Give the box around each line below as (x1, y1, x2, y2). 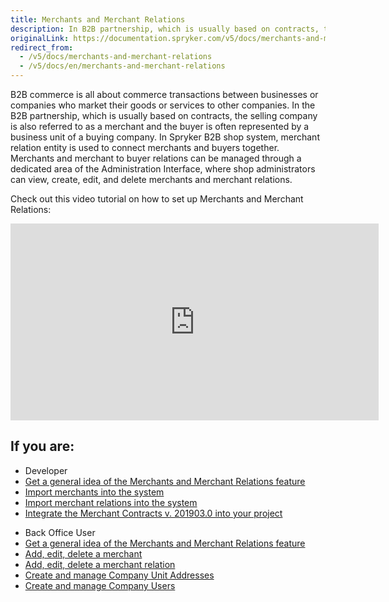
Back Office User (24, 526, 96, 538)
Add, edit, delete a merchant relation (24, 558, 176, 570)
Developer (24, 464, 68, 476)
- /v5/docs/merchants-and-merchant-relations (19, 52, 213, 62)
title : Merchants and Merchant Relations (10, 14, 186, 25)
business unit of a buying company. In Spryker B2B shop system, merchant (10, 131, 320, 143)
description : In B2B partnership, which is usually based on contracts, (10, 24, 320, 34)
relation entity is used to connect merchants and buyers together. (10, 142, 280, 153)
